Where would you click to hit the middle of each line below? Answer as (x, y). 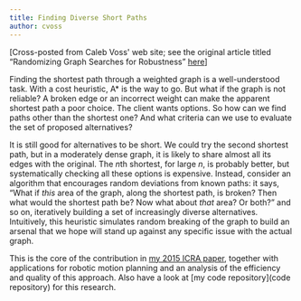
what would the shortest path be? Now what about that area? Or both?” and (150, 202)
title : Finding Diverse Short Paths (78, 18)
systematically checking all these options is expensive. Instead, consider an (150, 174)
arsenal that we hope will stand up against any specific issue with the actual (150, 230)
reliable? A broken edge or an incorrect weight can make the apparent (140, 98)
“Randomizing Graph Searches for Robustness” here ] (108, 61)
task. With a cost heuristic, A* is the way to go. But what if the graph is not (148, 89)
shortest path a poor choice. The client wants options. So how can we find (148, 108)
